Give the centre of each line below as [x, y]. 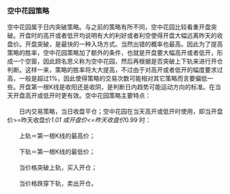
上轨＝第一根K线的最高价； [57, 136]
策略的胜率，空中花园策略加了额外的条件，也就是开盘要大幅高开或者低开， [112, 53]
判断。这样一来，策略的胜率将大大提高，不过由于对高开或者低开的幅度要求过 [115, 70]
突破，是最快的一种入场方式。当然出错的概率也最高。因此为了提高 [130, 44]
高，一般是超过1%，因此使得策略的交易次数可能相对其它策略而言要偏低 [107, 78]
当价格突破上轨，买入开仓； [58, 168]
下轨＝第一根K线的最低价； [57, 151]
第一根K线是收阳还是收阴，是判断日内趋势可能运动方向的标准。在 [123, 87]
